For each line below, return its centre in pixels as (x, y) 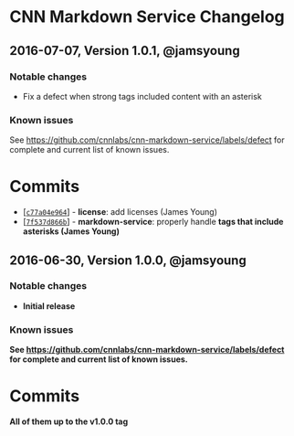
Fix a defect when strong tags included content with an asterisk (142, 96)
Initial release (49, 306)
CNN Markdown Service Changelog (147, 17)
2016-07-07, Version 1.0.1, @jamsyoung (125, 51)
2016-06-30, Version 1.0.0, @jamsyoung (128, 260)
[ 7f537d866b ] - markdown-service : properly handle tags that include (153, 222)
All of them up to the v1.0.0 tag (69, 421)
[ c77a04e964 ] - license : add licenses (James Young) (120, 212)
